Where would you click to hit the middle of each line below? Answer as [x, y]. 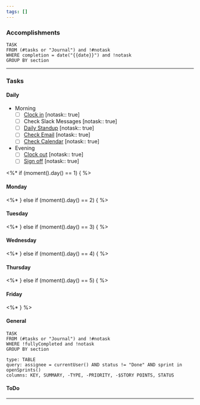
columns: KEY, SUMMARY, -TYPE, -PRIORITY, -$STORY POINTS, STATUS [90, 375]
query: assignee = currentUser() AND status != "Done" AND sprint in [94, 365]
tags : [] [17, 12]
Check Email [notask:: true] [57, 135]
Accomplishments [33, 32]
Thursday [18, 267]
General [16, 321]
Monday [17, 187]
